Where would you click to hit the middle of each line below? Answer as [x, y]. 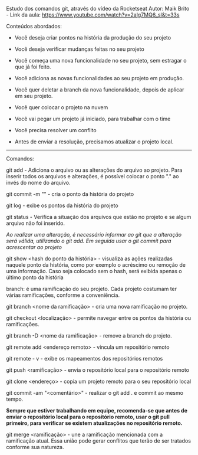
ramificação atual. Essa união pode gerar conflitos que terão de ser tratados [99, 441]
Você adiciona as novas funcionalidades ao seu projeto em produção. [99, 78]
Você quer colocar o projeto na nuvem [61, 107]
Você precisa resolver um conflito [55, 130]
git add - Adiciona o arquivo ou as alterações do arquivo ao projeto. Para [94, 170]
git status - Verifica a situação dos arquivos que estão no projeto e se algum [99, 217]
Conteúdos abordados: [34, 26]
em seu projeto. [34, 96]
